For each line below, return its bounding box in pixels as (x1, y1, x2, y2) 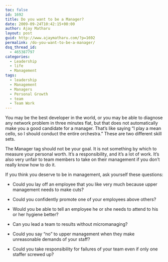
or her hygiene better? (12, 212, 59, 218)
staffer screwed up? (12, 251, 54, 257)
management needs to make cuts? (12, 187, 84, 193)
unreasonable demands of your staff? (12, 236, 90, 242)
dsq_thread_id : (5, 45, 37, 50)
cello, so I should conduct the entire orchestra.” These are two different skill (5, 131, 162, 137)
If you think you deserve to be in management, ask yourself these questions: (5, 171, 163, 178)
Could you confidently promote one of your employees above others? (12, 197, 156, 203)
